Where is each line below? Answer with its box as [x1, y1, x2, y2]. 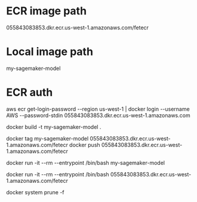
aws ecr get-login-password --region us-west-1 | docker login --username [6, 105, 190, 112]
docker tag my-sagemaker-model [6, 134, 89, 142]
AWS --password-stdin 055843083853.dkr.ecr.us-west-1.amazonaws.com [6, 112, 190, 119]
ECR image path [6, 4, 87, 18]
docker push [69, 141, 100, 148]
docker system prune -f [6, 188, 64, 195]
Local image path [6, 45, 94, 59]
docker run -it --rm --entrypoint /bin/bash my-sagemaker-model [6, 159, 165, 166]
